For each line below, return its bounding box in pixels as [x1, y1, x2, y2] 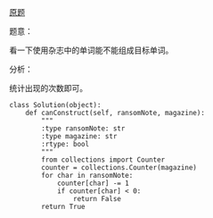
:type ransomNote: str [41, 124, 126, 133]
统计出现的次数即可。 [9, 83, 87, 93]
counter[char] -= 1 [56, 179, 129, 188]
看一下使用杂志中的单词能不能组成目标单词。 [9, 45, 174, 55]
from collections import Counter [41, 155, 166, 164]
